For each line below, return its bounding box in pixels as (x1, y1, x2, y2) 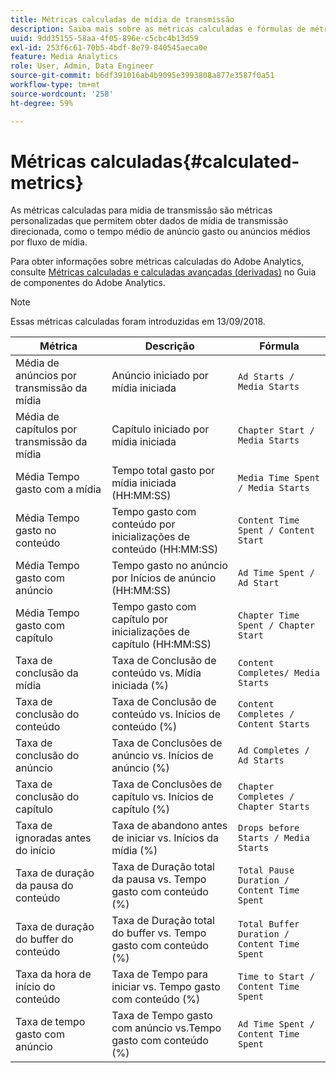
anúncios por (15, 369, 78, 383)
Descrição (144, 339, 195, 353)
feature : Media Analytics (10, 52, 118, 62)
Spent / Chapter (238, 620, 315, 631)
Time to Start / (238, 971, 315, 983)
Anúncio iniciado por (111, 369, 209, 383)
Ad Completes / (238, 745, 310, 756)
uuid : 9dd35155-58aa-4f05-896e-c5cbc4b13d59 (10, 33, 199, 43)
